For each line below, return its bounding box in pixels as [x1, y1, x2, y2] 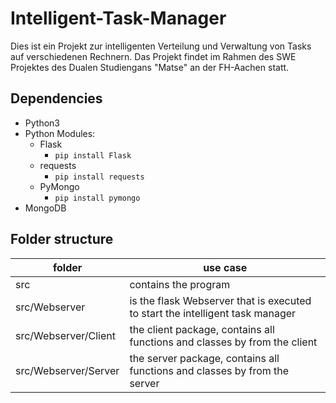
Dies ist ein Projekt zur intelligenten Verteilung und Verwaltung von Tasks [10, 40, 312, 52]
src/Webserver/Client [15, 328, 116, 342]
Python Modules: [24, 127, 96, 139]
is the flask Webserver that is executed [129, 293, 312, 307]
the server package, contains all [129, 351, 280, 365]
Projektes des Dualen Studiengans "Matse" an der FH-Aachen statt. [10, 61, 290, 73]
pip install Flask [54, 150, 132, 161]
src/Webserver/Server [15, 363, 120, 377]
